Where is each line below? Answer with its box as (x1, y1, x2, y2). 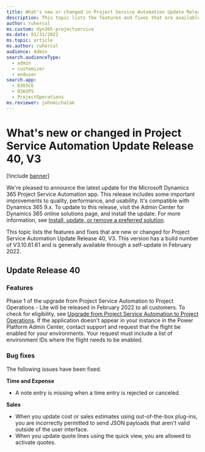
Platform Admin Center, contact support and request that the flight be (6, 323, 181, 331)
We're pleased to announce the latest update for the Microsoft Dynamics (6, 184, 189, 191)
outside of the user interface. (15, 425, 88, 433)
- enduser (12, 71, 37, 77)
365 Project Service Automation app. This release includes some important (6, 190, 195, 198)
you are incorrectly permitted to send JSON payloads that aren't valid (15, 419, 190, 426)
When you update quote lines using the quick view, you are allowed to (15, 432, 191, 439)
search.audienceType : (6, 54, 62, 60)
